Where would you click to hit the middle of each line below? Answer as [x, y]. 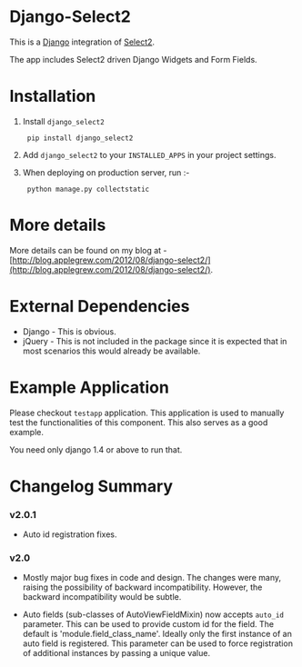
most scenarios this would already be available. [111, 351]
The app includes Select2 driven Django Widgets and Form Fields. [133, 59]
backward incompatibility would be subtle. [102, 597]
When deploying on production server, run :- [106, 172]
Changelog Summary [91, 486]
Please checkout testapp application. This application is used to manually [147, 413]
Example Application [90, 387]
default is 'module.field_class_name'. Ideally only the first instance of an [157, 634]
